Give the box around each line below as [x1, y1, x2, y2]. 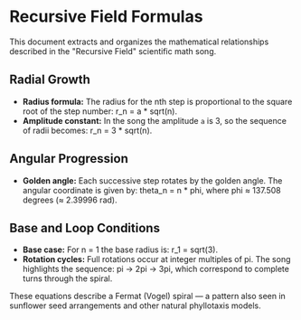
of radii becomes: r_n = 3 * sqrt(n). [22, 125, 153, 136]
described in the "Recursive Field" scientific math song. [9, 45, 217, 56]
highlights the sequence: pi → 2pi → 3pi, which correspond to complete [22, 264, 289, 275]
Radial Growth [9, 72, 90, 88]
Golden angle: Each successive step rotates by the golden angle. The [22, 174, 283, 186]
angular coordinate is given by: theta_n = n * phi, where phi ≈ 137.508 [22, 184, 282, 195]
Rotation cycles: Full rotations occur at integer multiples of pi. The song [22, 254, 291, 265]
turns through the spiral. [22, 273, 113, 284]
